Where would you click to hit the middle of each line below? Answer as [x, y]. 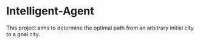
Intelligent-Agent [50, 11]
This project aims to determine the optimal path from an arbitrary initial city [100, 28]
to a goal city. [23, 34]
